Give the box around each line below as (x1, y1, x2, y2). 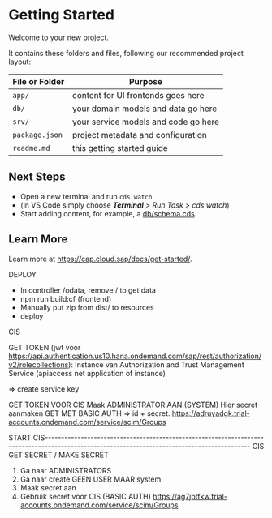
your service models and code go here (71, 116, 220, 127)
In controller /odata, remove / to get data (19, 285, 157, 295)
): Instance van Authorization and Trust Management (67, 359, 245, 370)
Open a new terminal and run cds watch (19, 191, 153, 201)
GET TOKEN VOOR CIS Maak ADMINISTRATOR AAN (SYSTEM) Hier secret (8, 400, 258, 409)
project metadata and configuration (71, 129, 207, 140)
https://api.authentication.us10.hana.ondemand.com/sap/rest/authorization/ (8, 351, 262, 361)
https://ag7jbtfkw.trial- (153, 491, 227, 501)
